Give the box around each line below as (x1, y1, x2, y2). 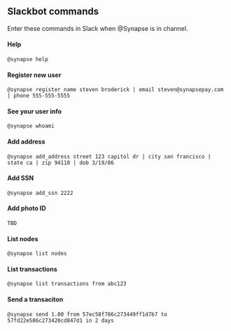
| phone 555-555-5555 (7, 93, 71, 100)
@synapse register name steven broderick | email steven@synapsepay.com (7, 86, 224, 93)
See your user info (7, 107, 62, 115)
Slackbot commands (7, 6, 99, 18)
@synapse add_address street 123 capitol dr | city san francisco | (7, 153, 211, 160)
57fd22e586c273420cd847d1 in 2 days (7, 317, 114, 324)
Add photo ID (7, 204, 47, 212)
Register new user (7, 70, 62, 79)
